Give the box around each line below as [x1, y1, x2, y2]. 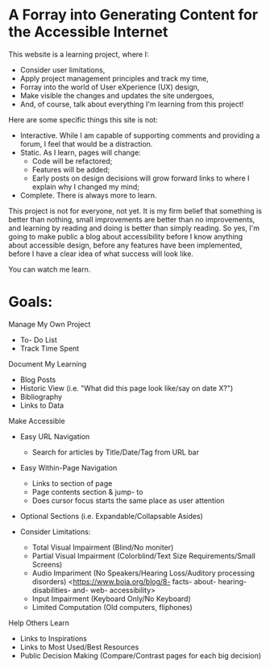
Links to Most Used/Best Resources [19, 642, 139, 652]
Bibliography [19, 392, 63, 401]
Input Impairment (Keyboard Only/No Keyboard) [31, 594, 191, 604]
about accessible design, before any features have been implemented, [8, 240, 243, 250]
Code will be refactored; [31, 156, 113, 166]
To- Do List [19, 334, 58, 344]
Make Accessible [8, 416, 66, 425]
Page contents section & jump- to [31, 487, 143, 496]
